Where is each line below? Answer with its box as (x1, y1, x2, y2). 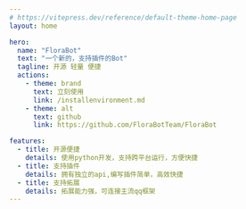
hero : (9, 38, 29, 46)
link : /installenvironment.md (32, 96, 145, 104)
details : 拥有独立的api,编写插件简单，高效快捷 (25, 170, 184, 179)
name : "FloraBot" (17, 46, 82, 54)
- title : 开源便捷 (17, 145, 80, 155)
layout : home (9, 21, 58, 30)
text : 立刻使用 (32, 87, 85, 96)
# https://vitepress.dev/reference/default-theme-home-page (9, 13, 238, 22)
